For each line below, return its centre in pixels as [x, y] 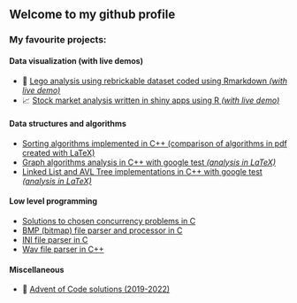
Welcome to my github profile [92, 15]
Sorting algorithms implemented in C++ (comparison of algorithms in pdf [154, 143]
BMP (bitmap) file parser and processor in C [102, 230]
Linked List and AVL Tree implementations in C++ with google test [142, 171]
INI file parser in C [55, 239]
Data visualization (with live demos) [76, 60]
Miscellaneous [37, 269]
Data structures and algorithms [68, 124]
